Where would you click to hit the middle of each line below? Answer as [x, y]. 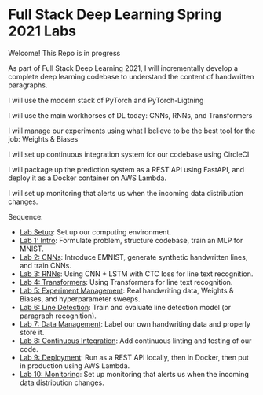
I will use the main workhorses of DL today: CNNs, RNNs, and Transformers [130, 115]
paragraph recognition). [58, 316]
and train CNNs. [46, 265]
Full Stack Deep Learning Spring [115, 15]
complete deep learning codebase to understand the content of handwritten [131, 76]
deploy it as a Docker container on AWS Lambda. [88, 178]
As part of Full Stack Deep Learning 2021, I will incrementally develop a [123, 68]
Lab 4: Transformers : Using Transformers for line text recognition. [126, 282]
